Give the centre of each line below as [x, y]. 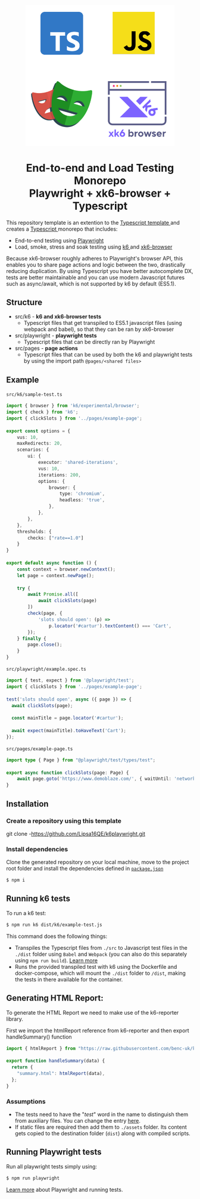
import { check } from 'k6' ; [42, 412]
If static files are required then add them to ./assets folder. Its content [101, 1127]
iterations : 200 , [60, 475]
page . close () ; [45, 645]
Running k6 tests [38, 899]
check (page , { [45, 614]
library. [15, 1019]
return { [22, 1067]
